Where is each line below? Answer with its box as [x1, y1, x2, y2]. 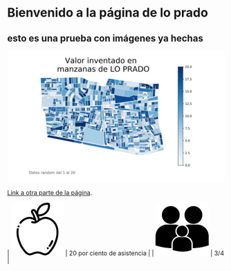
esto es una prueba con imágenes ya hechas [7, 32, 204, 44]
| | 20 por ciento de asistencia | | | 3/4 [7, 249, 225, 257]
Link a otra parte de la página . [7, 189, 93, 197]
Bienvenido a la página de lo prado [7, 5, 209, 21]
